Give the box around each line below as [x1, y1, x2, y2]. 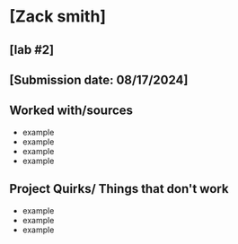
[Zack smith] [9, 6, 106, 27]
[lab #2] [9, 42, 55, 57]
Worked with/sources [9, 103, 133, 118]
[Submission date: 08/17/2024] [9, 72, 189, 87]
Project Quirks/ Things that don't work [9, 181, 229, 196]
